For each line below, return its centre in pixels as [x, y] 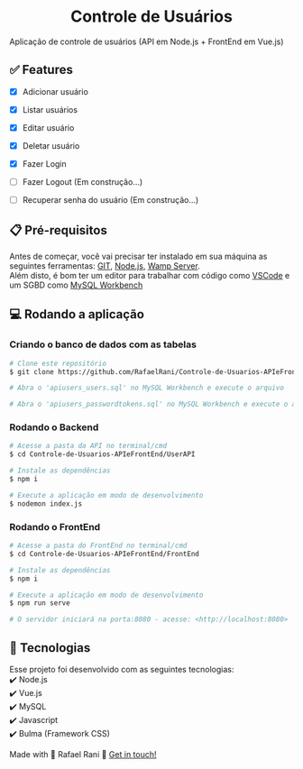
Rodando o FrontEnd [55, 526]
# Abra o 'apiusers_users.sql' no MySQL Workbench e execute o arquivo [147, 388]
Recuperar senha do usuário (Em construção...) [110, 200]
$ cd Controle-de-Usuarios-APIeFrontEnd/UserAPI [102, 454]
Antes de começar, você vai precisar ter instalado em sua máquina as [138, 256]
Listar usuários [50, 109]
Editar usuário [48, 127]
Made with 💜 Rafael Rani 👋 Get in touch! [83, 754]
